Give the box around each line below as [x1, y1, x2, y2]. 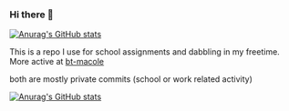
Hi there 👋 [9, 8, 55, 21]
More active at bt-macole [9, 56, 105, 67]
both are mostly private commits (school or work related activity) [9, 74, 253, 85]
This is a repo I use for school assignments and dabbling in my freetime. [9, 46, 280, 57]
